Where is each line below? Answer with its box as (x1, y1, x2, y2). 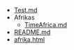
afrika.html (13, 35, 45, 44)
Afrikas (13, 13, 35, 22)
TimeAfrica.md (24, 21, 68, 28)
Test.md (13, 6, 38, 14)
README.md (13, 28, 51, 36)
